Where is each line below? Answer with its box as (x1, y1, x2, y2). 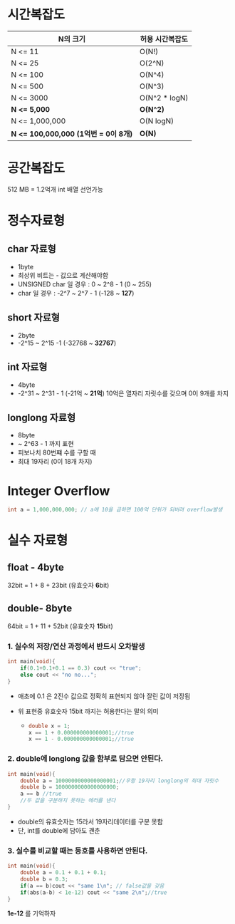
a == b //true (20, 790, 62, 798)
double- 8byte (7, 602, 73, 614)
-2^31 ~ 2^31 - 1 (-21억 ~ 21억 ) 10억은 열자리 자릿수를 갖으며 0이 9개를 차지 (17, 389, 229, 398)
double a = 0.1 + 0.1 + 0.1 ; (20, 869, 107, 876)
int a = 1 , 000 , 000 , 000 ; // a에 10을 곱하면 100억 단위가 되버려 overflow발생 (7, 507, 223, 514)
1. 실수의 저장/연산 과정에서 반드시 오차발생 (7, 641, 145, 651)
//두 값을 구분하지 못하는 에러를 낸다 (20, 797, 116, 804)
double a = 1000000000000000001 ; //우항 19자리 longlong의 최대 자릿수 (20, 777, 219, 784)
